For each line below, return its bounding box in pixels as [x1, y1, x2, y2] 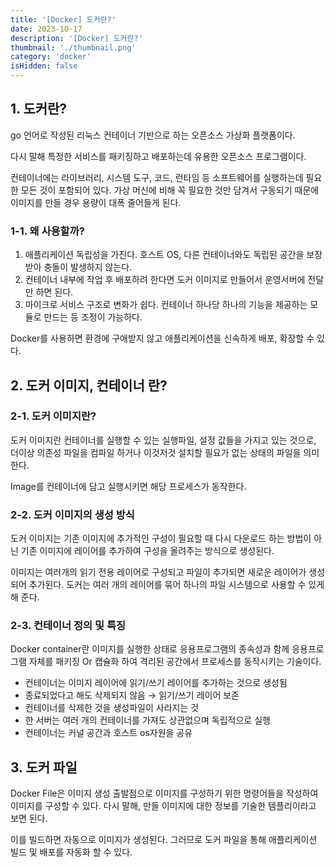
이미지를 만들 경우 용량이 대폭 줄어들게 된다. [10, 196, 182, 208]
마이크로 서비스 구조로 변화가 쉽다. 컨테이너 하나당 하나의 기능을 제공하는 [24, 299, 308, 311]
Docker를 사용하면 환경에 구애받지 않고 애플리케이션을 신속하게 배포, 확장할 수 [10, 332, 315, 345]
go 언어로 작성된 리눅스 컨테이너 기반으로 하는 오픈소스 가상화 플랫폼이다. [10, 129, 296, 141]
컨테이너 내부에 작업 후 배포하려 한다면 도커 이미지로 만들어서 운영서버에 [24, 274, 306, 286]
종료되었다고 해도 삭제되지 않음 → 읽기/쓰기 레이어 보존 [24, 689, 240, 701]
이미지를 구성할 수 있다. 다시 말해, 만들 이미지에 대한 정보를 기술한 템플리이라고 [10, 800, 317, 812]
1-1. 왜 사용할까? [10, 224, 85, 238]
